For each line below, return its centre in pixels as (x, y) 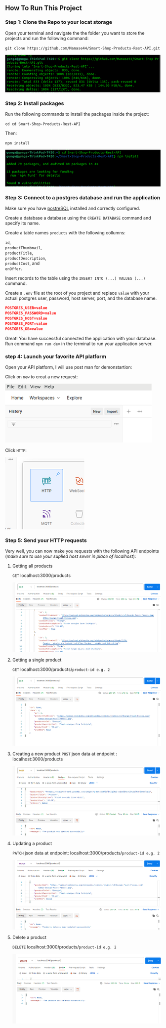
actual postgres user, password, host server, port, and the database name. (81, 298)
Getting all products (32, 566)
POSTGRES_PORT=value (26, 324)
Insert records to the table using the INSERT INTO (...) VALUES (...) (75, 278)
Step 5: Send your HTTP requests (46, 540)
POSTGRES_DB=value (24, 329)
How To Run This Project (44, 8)
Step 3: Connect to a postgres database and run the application (83, 198)
